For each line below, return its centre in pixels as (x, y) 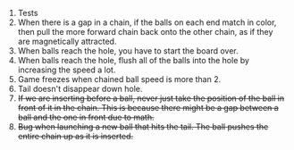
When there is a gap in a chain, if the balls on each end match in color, (147, 22)
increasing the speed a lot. (67, 70)
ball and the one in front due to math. (86, 117)
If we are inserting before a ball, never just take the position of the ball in (151, 98)
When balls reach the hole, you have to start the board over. (128, 51)
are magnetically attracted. (67, 41)
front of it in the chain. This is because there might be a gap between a (148, 108)
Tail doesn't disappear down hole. (80, 89)
